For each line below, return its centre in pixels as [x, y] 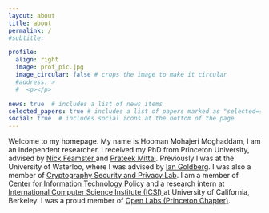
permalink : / [30, 30]
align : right [37, 60]
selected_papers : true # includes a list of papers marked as [114, 111]
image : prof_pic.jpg [50, 67]
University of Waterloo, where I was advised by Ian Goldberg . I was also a [130, 167]
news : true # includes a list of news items [85, 104]
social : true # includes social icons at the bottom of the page [121, 119]
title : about [30, 23]
